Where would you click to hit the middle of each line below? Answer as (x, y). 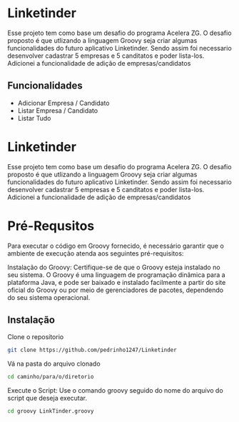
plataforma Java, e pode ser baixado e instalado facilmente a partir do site (117, 282)
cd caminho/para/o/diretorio (51, 377)
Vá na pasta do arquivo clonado (54, 364)
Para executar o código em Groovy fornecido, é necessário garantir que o (116, 246)
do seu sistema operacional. (49, 297)
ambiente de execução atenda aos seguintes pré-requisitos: (96, 253)
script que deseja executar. (47, 398)
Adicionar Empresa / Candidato (63, 103)
